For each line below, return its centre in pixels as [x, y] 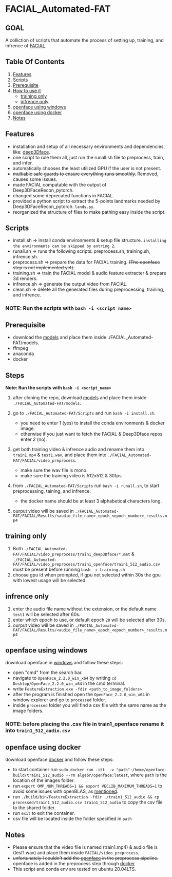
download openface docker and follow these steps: [60, 760]
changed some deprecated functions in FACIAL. [63, 195]
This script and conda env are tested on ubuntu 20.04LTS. [74, 869]
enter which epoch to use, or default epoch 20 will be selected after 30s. [89, 620]
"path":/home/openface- [141, 770]
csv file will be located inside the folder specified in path [72, 819]
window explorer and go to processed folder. [59, 700]
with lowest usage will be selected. [50, 580]
